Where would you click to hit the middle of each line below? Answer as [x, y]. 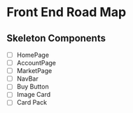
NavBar [28, 79]
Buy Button [33, 87]
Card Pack [31, 102]
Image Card [34, 95]
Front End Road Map [66, 12]
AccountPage [36, 63]
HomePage [33, 55]
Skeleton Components [56, 38]
